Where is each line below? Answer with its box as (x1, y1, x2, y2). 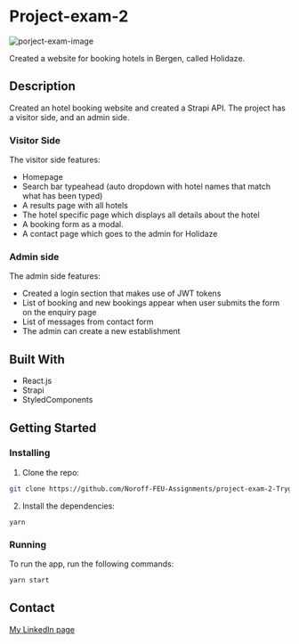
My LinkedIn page (9, 624, 76, 634)
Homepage (21, 172, 64, 183)
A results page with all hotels (21, 200, 129, 211)
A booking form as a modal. (21, 219, 124, 230)
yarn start (9, 576, 50, 585)
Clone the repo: (21, 467, 80, 477)
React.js (21, 376, 53, 387)
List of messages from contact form (21, 316, 154, 327)
